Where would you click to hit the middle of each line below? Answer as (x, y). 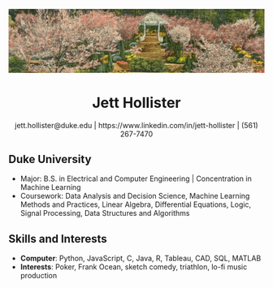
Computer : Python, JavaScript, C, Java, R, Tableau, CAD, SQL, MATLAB (141, 258)
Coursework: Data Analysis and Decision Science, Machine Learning (135, 196)
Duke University (50, 159)
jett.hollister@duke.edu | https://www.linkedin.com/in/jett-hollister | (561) (136, 125)
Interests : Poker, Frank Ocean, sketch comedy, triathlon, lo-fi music (134, 267)
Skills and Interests (58, 239)
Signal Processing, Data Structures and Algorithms (105, 213)
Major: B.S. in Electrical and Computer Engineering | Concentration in (136, 178)
